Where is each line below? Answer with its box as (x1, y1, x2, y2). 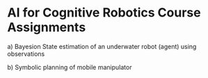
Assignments (7, 19, 86, 35)
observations (7, 50, 45, 58)
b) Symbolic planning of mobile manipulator (7, 63, 132, 71)
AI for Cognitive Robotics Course (7, 5, 201, 21)
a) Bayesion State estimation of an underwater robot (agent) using (7, 42, 197, 50)
